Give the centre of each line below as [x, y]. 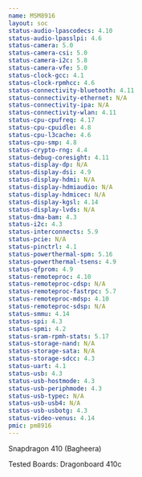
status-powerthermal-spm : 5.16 [61, 254]
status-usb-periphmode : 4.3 [55, 388]
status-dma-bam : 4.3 [43, 217]
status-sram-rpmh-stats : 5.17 [59, 336]
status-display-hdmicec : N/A [57, 194]
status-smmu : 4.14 [39, 313]
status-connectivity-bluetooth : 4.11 [71, 90]
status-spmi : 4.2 [37, 329]
